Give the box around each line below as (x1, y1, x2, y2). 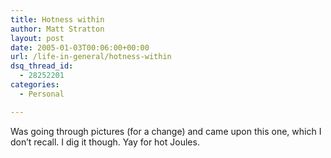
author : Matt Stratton (10, 24, 105, 34)
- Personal (19, 89, 65, 99)
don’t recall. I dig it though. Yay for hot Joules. (10, 136, 200, 148)
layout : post (10, 33, 65, 43)
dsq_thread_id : (10, 61, 74, 71)
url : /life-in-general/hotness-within (10, 52, 172, 62)
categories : (10, 80, 60, 90)
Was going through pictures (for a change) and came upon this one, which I (10, 125, 322, 137)
